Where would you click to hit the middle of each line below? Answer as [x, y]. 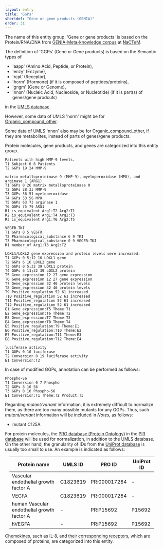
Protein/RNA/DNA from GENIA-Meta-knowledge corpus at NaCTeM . [73, 42]
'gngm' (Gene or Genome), [39, 87]
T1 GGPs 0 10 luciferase [30, 352]
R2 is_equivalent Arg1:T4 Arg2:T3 [40, 215]
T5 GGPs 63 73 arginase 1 [31, 203]
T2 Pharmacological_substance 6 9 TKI [44, 237]
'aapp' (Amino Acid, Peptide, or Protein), [53, 66]
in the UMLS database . [28, 107]
